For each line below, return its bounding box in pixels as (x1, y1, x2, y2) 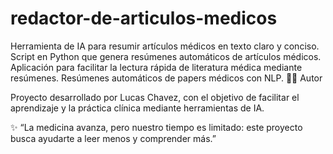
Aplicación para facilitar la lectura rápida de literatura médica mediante (10, 61, 303, 73)
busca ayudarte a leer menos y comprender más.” (10, 132, 217, 144)
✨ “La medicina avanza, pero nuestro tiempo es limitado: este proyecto (10, 121, 303, 133)
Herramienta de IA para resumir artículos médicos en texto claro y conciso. (10, 40, 320, 52)
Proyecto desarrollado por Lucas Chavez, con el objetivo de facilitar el (10, 91, 300, 103)
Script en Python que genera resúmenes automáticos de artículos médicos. (10, 50, 322, 62)
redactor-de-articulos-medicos (10, 7, 278, 30)
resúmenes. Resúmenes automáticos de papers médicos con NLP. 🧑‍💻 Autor (10, 72, 323, 84)
